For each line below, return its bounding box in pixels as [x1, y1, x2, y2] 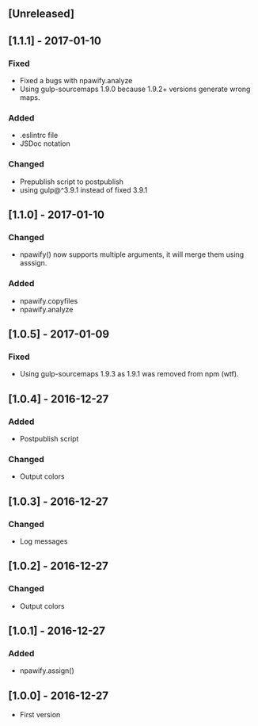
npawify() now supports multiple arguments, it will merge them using [19, 250, 245, 259]
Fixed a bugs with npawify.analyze [19, 76, 133, 86]
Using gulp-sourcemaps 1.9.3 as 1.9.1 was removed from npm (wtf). [19, 369, 239, 379]
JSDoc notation [19, 139, 71, 148]
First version [19, 710, 61, 720]
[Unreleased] [8, 7, 75, 21]
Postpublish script [19, 434, 79, 444]
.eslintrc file [19, 131, 59, 140]
